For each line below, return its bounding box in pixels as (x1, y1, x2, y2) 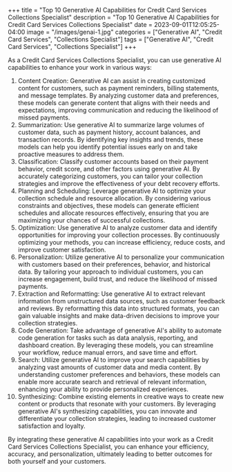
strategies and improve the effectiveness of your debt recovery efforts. (17, 180, 220, 187)
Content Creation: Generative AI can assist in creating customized (17, 77, 206, 85)
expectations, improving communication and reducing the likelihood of (17, 106, 219, 114)
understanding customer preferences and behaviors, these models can (17, 370, 220, 379)
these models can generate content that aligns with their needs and (17, 99, 211, 106)
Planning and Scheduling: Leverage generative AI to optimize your (17, 187, 206, 195)
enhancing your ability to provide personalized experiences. (17, 385, 188, 393)
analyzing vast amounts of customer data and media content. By (17, 363, 202, 371)
